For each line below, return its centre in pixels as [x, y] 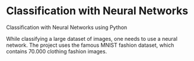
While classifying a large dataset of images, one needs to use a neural [92, 38]
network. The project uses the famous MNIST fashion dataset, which [90, 45]
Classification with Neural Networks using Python [67, 27]
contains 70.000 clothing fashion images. [57, 51]
